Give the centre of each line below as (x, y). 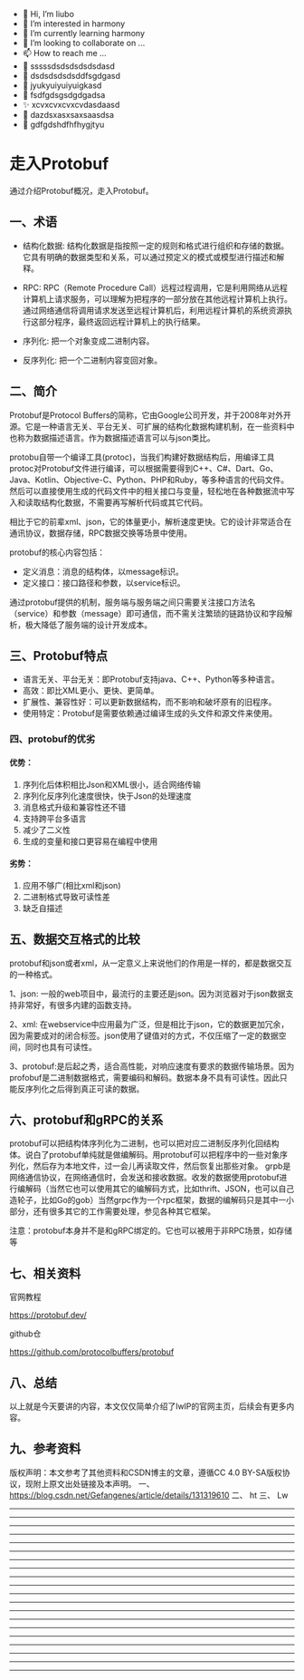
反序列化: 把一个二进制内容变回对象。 (92, 360)
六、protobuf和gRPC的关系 (86, 1120)
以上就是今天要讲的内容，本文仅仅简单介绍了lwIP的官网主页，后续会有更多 (148, 1406)
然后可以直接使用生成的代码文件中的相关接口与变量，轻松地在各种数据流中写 (152, 490)
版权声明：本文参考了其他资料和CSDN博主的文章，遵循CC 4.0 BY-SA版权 (146, 1472)
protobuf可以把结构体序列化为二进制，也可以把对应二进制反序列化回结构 (144, 1143)
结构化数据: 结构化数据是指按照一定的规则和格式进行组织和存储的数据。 (156, 246)
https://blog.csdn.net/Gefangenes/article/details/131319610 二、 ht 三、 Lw (149, 1495)
